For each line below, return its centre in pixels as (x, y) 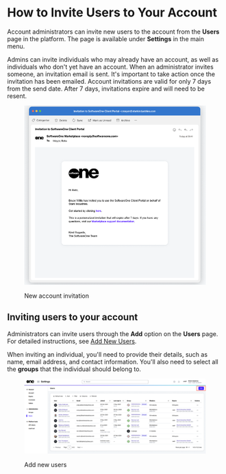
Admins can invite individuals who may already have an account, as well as (113, 59)
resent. (17, 96)
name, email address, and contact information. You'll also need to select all (113, 362)
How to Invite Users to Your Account (112, 13)
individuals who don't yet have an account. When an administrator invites (110, 67)
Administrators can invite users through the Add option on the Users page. (113, 333)
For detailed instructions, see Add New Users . (72, 341)
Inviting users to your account (73, 317)
